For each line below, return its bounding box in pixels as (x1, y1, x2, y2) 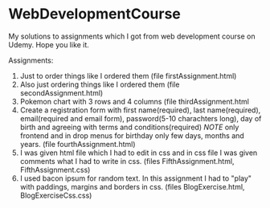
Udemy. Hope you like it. (8, 39, 90, 49)
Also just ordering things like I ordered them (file (19, 80, 180, 89)
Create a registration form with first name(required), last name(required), (19, 105, 261, 115)
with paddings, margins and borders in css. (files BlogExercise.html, (19, 181, 245, 191)
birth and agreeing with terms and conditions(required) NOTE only (19, 122, 239, 132)
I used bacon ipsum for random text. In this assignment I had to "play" (19, 173, 252, 183)
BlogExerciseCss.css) (19, 190, 92, 200)
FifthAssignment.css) (19, 165, 91, 174)
